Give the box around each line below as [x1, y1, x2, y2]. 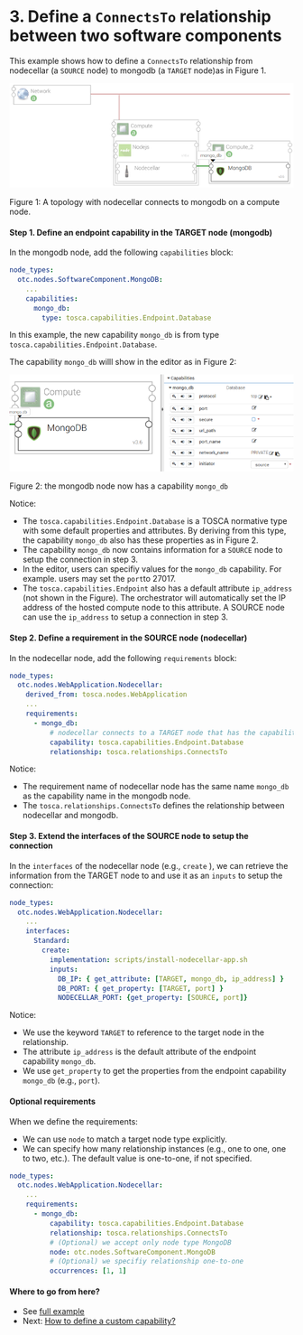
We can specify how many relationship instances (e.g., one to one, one [22, 1143, 287, 1153]
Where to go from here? [9, 1285, 101, 1297]
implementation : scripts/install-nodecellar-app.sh [49, 955, 248, 964]
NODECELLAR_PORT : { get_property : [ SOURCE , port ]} [57, 994, 248, 1003]
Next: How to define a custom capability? [22, 1316, 176, 1327]
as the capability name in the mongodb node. [22, 790, 191, 801]
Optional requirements [9, 1096, 96, 1106]
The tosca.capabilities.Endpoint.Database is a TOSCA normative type [22, 516, 288, 527]
